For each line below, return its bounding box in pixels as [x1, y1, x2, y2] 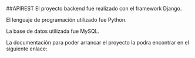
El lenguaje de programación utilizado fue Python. [6, 16, 127, 23]
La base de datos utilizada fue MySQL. [6, 28, 100, 35]
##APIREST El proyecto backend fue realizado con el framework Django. [6, 5, 182, 12]
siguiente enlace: [6, 45, 48, 52]
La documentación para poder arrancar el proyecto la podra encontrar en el [6, 39, 190, 46]
